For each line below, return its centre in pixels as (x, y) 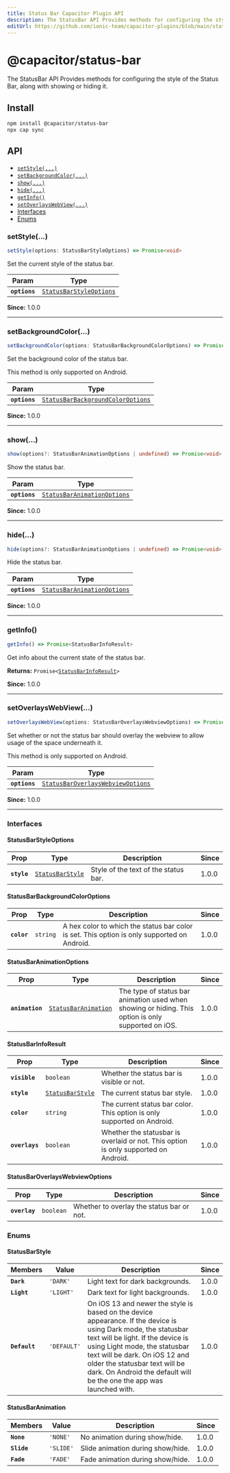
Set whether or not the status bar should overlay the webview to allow (106, 735)
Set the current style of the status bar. (61, 264)
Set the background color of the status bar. (68, 359)
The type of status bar (154, 992)
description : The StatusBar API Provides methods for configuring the (110, 20)
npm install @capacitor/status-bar (58, 124)
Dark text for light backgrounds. (138, 1292)
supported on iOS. (148, 1026)
